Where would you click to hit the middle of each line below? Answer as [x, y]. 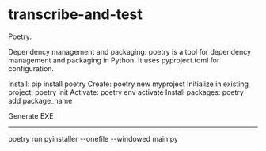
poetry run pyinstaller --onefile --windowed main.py [93, 138]
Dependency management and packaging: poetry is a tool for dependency [130, 51]
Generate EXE [31, 115]
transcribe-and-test [75, 15]
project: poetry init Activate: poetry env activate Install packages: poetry [126, 92]
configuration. [31, 68]
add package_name [40, 100]
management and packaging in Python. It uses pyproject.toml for [114, 60]
